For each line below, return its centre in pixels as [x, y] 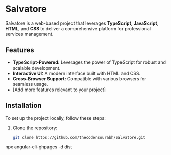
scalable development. [36, 68]
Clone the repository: [35, 128]
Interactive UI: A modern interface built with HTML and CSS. [77, 73]
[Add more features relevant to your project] [59, 90]
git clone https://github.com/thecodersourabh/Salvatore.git [79, 137]
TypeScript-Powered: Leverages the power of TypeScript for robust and [89, 62]
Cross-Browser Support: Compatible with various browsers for [79, 79]
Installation [23, 106]
